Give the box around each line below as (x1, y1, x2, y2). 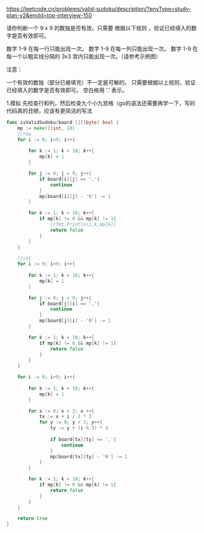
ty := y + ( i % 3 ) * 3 (50, 425, 108, 431)
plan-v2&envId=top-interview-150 (6, 12, 93, 19)
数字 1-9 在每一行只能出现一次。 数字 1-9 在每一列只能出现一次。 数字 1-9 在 (6, 45, 198, 52)
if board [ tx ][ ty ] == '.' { (50, 436, 116, 442)
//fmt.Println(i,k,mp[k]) (50, 221, 116, 228)
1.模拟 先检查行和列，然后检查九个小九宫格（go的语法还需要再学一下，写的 (6, 99, 195, 107)
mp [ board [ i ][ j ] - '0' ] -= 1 (39, 193, 111, 199)
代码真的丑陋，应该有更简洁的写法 (6, 107, 93, 114)
